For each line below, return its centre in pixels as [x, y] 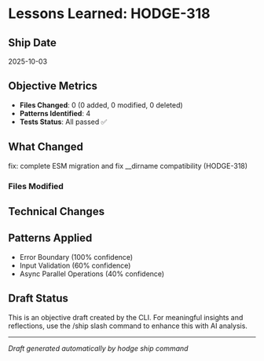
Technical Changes [56, 211]
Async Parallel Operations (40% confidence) [92, 273]
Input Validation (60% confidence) [75, 265]
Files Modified [36, 186]
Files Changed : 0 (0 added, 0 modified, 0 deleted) [101, 105]
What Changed [46, 147]
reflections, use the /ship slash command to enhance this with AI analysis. [128, 326]
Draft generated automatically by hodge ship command [98, 348]
